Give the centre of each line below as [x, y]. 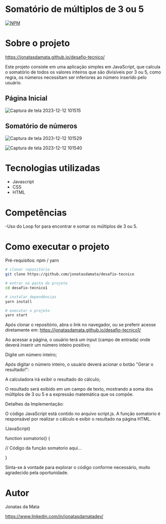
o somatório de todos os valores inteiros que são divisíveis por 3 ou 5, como [83, 72]
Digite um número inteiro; [31, 355]
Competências [36, 213]
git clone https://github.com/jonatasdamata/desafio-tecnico [70, 274]
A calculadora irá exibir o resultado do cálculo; [53, 379]
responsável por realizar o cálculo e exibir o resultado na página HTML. [78, 419]
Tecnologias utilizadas [53, 168]
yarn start [16, 315]
